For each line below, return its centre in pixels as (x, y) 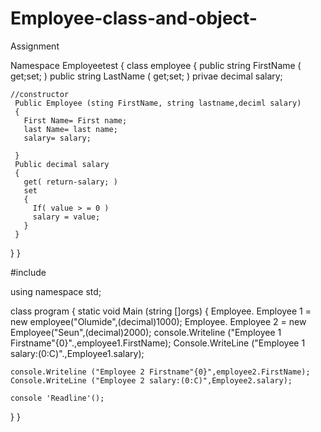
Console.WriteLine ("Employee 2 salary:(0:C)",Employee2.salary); (151, 380)
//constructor (40, 94)
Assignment (35, 46)
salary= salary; (57, 138)
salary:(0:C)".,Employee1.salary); (77, 353)
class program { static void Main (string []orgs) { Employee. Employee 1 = (161, 311)
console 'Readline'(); (57, 398)
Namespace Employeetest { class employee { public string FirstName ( (156, 65)
